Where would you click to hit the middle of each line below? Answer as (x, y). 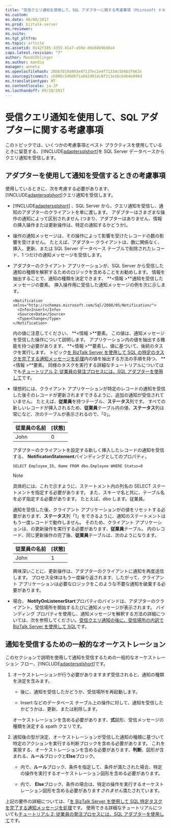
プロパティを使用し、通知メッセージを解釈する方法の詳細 (96, 614)
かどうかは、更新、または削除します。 (60, 709)
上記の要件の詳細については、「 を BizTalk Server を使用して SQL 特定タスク (84, 802)
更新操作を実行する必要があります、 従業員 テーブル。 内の (95, 529)
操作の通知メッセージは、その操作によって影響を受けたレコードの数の (86, 236)
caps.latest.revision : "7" (34, 52)
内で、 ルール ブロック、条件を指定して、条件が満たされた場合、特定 (91, 767)
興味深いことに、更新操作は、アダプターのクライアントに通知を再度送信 (88, 571)
